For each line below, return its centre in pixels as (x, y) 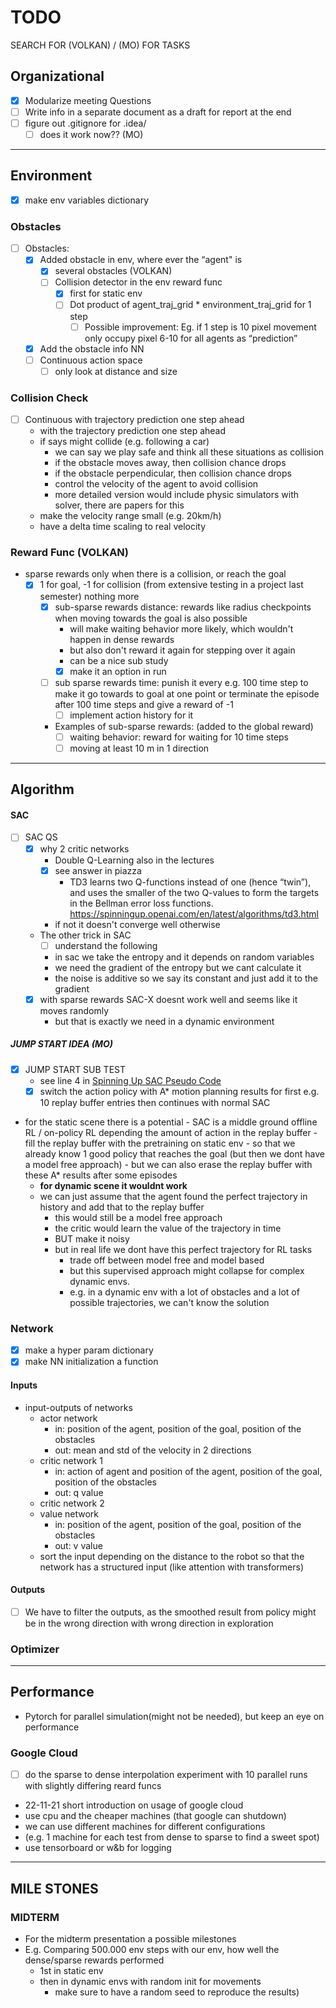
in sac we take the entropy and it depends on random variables (184, 957)
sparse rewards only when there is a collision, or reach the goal (155, 574)
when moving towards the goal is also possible (151, 618)
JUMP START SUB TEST (75, 1069)
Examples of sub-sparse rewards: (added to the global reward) (184, 726)
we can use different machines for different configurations (145, 1827)
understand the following (106, 945)
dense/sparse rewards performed (94, 1960)
